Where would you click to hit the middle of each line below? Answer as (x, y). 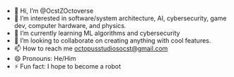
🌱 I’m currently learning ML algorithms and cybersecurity (97, 33)
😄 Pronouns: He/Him (45, 58)
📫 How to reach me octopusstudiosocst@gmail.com (91, 48)
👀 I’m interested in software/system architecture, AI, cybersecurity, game (120, 18)
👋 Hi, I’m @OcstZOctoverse (54, 11)
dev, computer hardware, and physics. (70, 26)
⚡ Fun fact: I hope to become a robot (68, 66)
